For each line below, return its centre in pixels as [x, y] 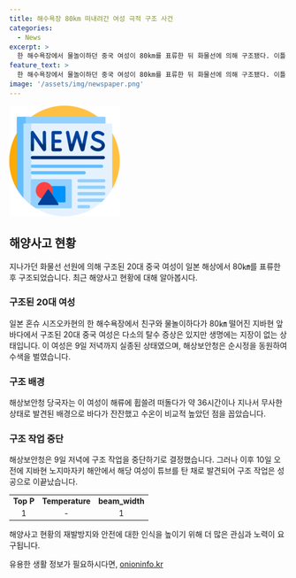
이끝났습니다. [55, 482]
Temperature [66, 501]
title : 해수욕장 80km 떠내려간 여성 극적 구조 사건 [91, 19]
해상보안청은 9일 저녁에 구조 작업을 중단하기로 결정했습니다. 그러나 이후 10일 [140, 459]
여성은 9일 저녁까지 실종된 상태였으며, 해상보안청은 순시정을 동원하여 [169, 345]
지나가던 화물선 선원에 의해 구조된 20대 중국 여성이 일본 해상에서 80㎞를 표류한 [145, 266]
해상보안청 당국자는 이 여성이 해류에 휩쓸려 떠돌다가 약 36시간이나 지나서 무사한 [146, 403]
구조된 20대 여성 [42, 303]
